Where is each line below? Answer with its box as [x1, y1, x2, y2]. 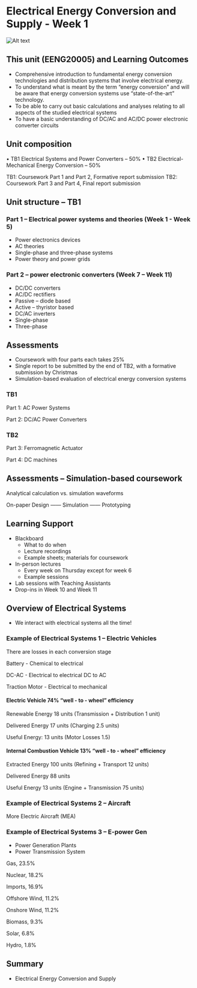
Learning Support [6, 519, 74, 529]
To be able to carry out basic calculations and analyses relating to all [14, 102, 185, 110]
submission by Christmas [14, 369, 78, 376]
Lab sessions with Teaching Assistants [14, 580, 111, 587]
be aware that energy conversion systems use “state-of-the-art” [14, 89, 175, 97]
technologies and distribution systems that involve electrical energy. [14, 77, 184, 84]
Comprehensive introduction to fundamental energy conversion [14, 70, 172, 78]
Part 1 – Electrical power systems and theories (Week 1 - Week [6, 215, 191, 224]
